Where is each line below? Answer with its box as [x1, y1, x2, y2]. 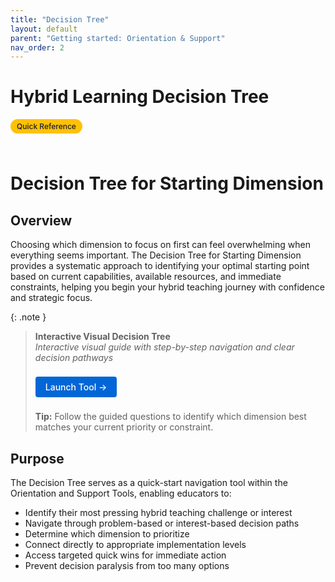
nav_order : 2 [10, 42, 65, 53]
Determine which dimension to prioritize [24, 528, 190, 540]
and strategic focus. [10, 292, 93, 304]
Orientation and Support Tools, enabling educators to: [10, 487, 232, 499]
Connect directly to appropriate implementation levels [24, 539, 247, 550]
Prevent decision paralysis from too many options [24, 560, 230, 571]
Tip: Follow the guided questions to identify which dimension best [34, 411, 307, 423]
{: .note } [10, 311, 47, 323]
